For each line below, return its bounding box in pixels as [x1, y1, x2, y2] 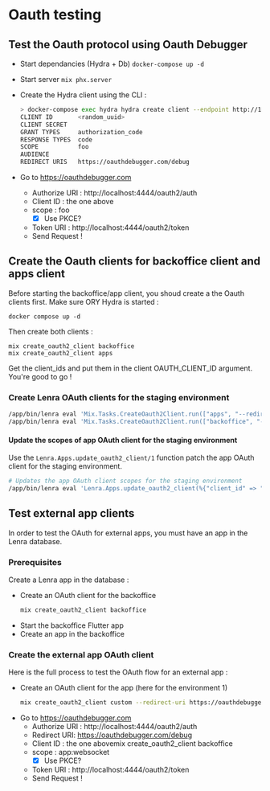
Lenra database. [8, 536, 63, 546]
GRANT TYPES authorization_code [19, 128, 143, 136]
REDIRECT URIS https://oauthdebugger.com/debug [19, 158, 190, 166]
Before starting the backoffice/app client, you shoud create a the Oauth [8, 288, 245, 298]
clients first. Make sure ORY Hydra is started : [8, 297, 159, 306]
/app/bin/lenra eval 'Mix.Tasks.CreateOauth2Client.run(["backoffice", [8, 418, 253, 426]
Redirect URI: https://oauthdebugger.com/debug [31, 730, 193, 740]
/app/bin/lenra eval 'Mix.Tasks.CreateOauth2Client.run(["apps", [8, 410, 231, 419]
